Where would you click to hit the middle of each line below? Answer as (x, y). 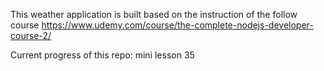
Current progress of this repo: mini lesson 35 (102, 55)
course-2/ (31, 35)
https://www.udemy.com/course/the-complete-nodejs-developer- (177, 25)
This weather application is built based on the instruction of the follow (154, 14)
